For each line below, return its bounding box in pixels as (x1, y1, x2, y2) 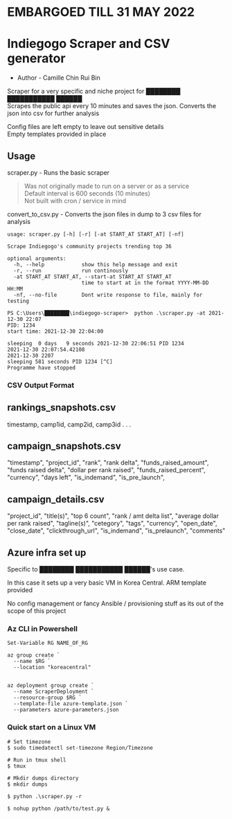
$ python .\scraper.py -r (7, 793, 82, 800)
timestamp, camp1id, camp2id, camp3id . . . (7, 420, 132, 429)
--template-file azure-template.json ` (13, 700, 129, 707)
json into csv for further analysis (7, 109, 100, 118)
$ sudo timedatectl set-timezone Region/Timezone (7, 744, 154, 751)
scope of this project (7, 607, 66, 615)
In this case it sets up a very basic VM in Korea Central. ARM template (7, 578, 206, 587)
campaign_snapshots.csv (7, 440, 121, 452)
